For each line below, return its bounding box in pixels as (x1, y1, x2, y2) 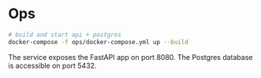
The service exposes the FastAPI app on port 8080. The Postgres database (8, 52, 253, 61)
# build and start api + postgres (8, 31, 122, 39)
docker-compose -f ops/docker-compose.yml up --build (8, 38, 189, 46)
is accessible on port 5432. (8, 61, 97, 70)
